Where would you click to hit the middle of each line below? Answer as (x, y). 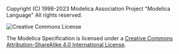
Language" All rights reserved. (45, 15)
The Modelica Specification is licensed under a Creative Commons (89, 38)
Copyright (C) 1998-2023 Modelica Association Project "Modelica (89, 9)
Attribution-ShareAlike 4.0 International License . (66, 45)
